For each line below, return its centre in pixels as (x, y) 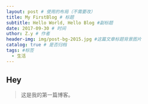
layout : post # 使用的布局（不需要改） (51, 12)
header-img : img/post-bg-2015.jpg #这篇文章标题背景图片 (74, 39)
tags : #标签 (20, 51)
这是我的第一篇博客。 (47, 95)
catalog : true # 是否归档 (37, 45)
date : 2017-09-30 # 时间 (36, 28)
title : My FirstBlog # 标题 (40, 17)
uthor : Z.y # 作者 (28, 34)
